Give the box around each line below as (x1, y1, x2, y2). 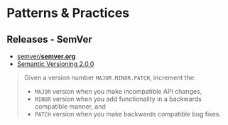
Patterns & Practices (6, 5, 130, 21)
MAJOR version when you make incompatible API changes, (34, 87, 202, 95)
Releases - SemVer (6, 33, 93, 45)
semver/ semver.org (16, 52, 76, 60)
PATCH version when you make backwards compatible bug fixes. (34, 110, 222, 118)
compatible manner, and (34, 102, 106, 111)
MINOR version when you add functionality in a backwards (34, 94, 202, 103)
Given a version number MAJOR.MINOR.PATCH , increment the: (23, 73, 196, 82)
